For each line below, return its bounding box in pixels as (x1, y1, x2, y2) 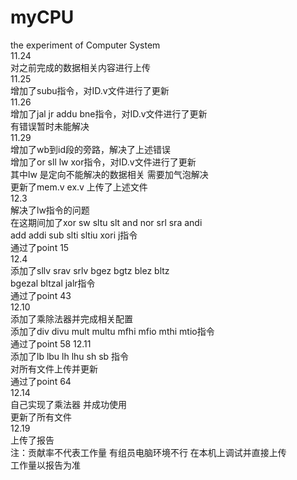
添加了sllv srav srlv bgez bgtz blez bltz (10, 264, 170, 276)
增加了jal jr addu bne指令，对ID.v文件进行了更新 (10, 107, 208, 120)
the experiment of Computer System (10, 39, 161, 51)
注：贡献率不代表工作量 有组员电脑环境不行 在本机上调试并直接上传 (10, 446, 287, 458)
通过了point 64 (10, 375, 72, 387)
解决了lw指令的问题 (10, 204, 90, 216)
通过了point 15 (10, 241, 70, 253)
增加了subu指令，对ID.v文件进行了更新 (10, 84, 170, 96)
